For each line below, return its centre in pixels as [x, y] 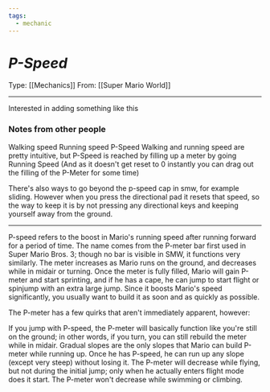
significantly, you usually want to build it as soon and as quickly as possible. [134, 297]
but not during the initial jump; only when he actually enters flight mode [126, 370]
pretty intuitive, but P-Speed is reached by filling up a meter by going [123, 155]
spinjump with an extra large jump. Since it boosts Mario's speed [115, 288]
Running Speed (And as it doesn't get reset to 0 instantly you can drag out [131, 164]
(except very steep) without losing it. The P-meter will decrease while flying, [135, 362]
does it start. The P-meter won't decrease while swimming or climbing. [125, 379]
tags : [17, 16]
